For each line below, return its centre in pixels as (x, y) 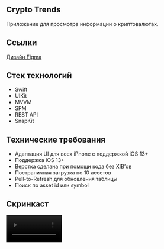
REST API (26, 115)
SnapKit (24, 121)
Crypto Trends (33, 10)
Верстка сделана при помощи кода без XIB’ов (73, 166)
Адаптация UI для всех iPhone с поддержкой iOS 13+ (81, 154)
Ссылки (22, 43)
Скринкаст (28, 204)
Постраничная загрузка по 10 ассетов (63, 173)
